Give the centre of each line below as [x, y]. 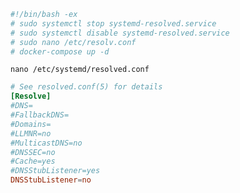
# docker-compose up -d [60, 51]
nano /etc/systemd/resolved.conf [80, 70]
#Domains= [31, 124]
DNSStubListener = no [51, 180]
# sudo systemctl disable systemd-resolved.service [120, 33]
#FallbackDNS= [40, 115]
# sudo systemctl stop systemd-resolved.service [113, 23]
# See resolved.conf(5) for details [86, 87]
